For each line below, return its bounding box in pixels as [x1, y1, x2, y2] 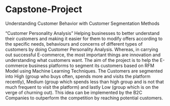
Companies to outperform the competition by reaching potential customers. [5, 95, 163, 101]
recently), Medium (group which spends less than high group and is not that [5, 79, 164, 85]
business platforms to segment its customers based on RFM [28, 62, 155, 68]
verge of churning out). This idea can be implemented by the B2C [5, 89, 143, 95]
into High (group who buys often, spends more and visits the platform [5, 73, 151, 79]
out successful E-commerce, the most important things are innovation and [5, 52, 161, 58]
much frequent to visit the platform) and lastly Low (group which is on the [5, 84, 159, 90]
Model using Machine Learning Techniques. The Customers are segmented [5, 67, 163, 74]
